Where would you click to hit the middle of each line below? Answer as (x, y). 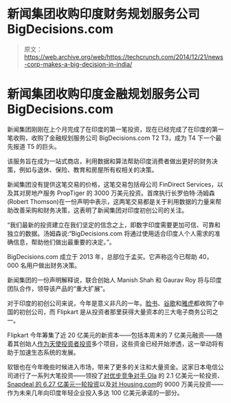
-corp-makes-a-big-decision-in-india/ (78, 64)
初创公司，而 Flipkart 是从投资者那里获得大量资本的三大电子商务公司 (116, 311)
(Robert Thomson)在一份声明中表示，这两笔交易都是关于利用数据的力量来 (111, 201)
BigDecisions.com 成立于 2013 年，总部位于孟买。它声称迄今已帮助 (102, 256)
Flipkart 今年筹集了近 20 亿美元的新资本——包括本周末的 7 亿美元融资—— (112, 335)
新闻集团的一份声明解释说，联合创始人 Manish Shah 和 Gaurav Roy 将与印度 (114, 280)
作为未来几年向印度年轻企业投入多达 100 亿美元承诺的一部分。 (95, 393)
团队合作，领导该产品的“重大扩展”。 (58, 288)
